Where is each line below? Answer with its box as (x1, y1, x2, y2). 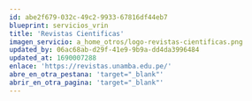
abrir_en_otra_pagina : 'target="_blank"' (9, 78, 164, 87)
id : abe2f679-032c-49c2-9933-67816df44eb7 (9, 12, 168, 22)
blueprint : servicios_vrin (9, 21, 109, 30)
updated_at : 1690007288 (9, 54, 97, 62)
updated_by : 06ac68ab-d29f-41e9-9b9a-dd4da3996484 (9, 46, 200, 54)
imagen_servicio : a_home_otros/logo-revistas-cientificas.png (9, 37, 243, 47)
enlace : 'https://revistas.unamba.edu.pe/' (9, 62, 172, 71)
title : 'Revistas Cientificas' (9, 29, 125, 38)
